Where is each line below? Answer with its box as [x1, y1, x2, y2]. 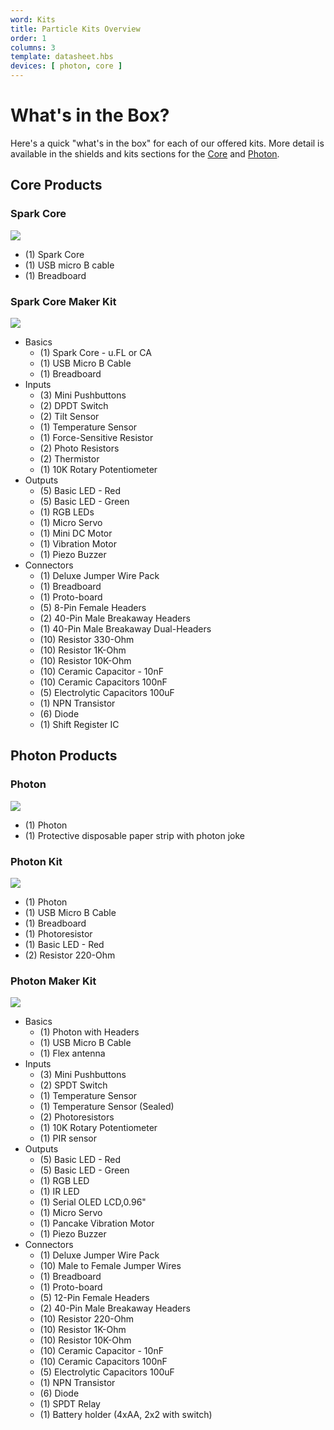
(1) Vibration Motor [39, 537, 117, 550]
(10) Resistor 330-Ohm [39, 633, 135, 645]
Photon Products [10, 747, 118, 765]
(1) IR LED [39, 1186, 80, 1198]
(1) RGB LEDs [39, 506, 95, 518]
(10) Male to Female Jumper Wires [39, 1260, 182, 1272]
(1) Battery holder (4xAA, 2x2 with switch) [39, 1409, 213, 1421]
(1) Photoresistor [24, 927, 93, 940]
